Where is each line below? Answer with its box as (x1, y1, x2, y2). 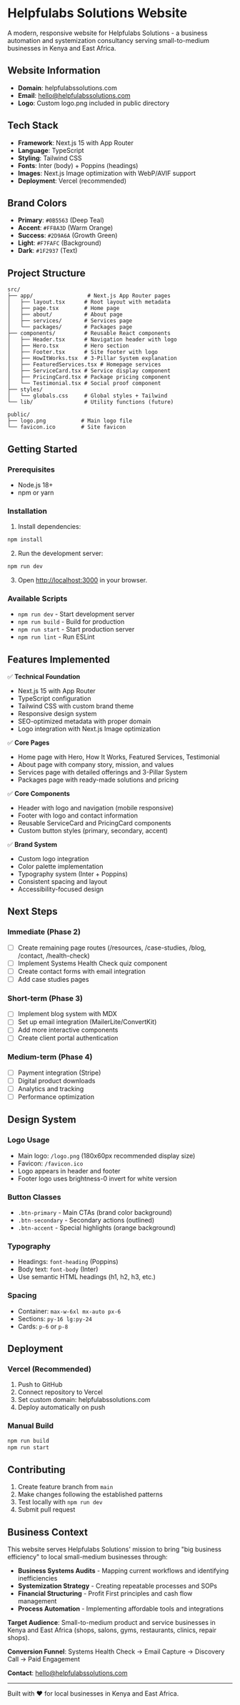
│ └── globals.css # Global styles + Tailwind (7, 392, 168, 399)
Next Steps (7, 905, 58, 918)
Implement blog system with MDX (17, 1010, 117, 1018)
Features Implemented (7, 653, 111, 665)
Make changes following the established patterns (17, 1490, 163, 1498)
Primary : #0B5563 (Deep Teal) (17, 216, 105, 224)
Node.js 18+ (17, 480, 54, 489)
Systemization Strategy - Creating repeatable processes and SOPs (17, 1581, 218, 1590)
